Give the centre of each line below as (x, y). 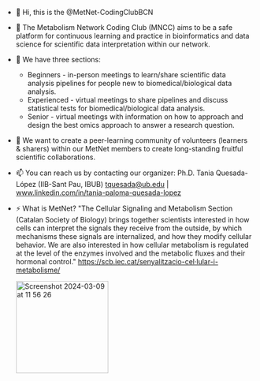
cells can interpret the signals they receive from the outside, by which (129, 228)
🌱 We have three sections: (58, 60)
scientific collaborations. (56, 157)
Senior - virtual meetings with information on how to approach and (136, 117)
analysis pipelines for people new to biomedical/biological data (130, 83)
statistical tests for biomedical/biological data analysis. (116, 108)
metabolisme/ (38, 270)
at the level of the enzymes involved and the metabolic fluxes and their (130, 253)
